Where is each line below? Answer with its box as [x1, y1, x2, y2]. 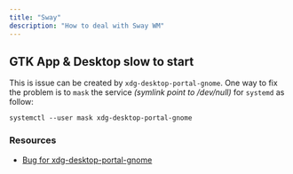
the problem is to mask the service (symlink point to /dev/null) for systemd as [9, 87, 285, 98]
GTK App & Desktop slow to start [9, 54, 194, 69]
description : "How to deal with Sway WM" [9, 21, 165, 30]
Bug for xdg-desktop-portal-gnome [21, 154, 153, 165]
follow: [9, 97, 34, 107]
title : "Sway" [9, 12, 62, 22]
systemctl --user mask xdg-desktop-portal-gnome [9, 114, 193, 123]
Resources [9, 134, 57, 146]
